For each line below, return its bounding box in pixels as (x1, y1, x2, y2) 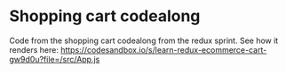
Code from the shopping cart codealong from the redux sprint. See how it (9, 35, 279, 46)
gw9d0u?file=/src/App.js (9, 54, 100, 64)
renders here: (9, 44, 60, 55)
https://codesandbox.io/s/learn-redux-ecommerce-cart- (60, 44, 267, 55)
